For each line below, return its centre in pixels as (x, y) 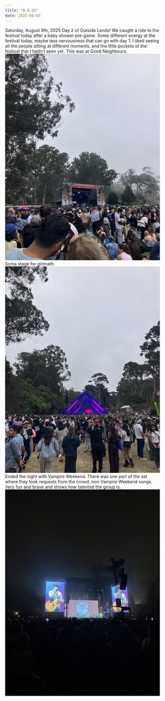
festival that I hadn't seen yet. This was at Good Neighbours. (66, 51)
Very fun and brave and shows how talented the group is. (63, 487)
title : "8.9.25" (22, 10)
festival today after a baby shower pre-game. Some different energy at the (80, 35)
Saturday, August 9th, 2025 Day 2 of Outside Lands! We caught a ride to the (82, 30)
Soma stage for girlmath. (30, 263)
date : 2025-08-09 (23, 15)
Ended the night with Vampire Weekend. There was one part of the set (76, 476)
